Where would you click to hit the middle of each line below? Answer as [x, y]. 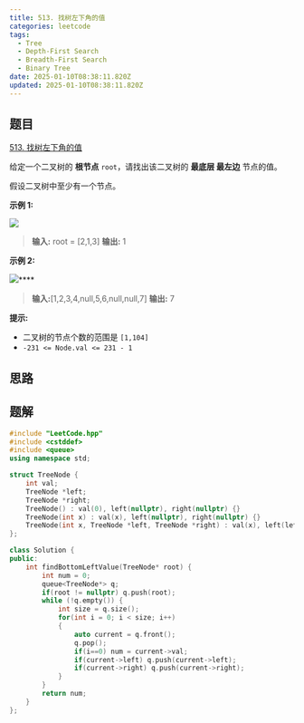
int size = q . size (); [99, 609]
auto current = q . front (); [125, 634]
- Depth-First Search [58, 52]
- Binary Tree [44, 69]
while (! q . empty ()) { [83, 601]
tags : [19, 34]
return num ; [65, 694]
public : [24, 559]
